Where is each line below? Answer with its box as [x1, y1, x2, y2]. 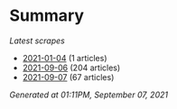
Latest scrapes [9, 35, 65, 46]
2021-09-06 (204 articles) [22, 62, 121, 73]
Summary [9, 5, 84, 26]
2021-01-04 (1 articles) [22, 52, 107, 63]
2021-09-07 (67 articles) [22, 71, 115, 82]
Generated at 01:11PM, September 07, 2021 [9, 89, 169, 100]
